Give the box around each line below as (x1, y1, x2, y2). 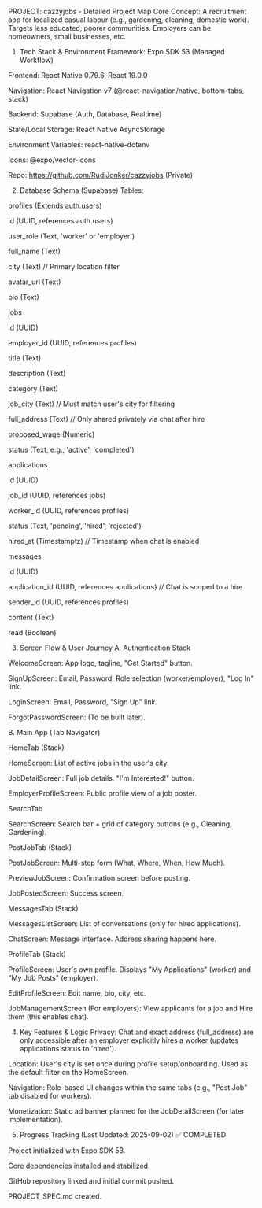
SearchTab (8, 804, 43, 813)
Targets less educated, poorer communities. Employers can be (8, 24, 212, 32)
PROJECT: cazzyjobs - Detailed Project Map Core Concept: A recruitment (8, 7, 247, 16)
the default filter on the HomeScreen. (8, 1068, 129, 1077)
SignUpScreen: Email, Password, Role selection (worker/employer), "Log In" (8, 674, 254, 683)
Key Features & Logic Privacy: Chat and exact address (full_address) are (19, 1027, 254, 1036)
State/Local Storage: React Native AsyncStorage (8, 125, 165, 134)
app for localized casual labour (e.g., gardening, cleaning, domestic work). (8, 15, 249, 24)
